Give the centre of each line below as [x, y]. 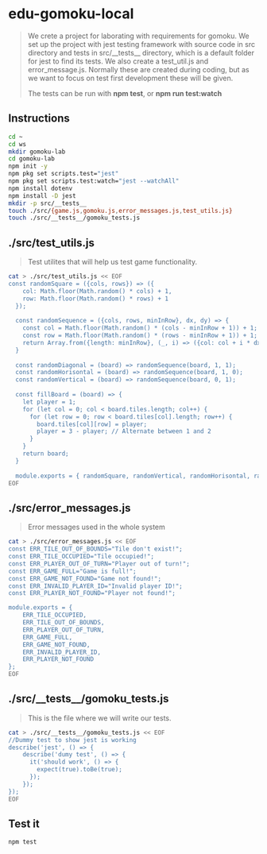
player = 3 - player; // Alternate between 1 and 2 [124, 431]
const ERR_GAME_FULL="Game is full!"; [72, 571]
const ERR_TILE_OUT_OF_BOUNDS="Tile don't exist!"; [95, 549]
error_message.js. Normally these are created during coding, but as [138, 69]
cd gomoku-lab [32, 159]
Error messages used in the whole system [96, 527]
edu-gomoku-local [71, 14]
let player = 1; [50, 402]
